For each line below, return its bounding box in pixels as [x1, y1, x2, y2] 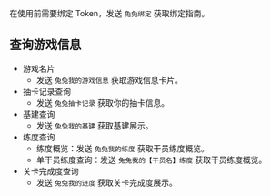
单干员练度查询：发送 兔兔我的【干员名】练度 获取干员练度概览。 [35, 154, 267, 165]
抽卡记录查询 [22, 86, 71, 97]
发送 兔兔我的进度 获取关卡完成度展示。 [35, 177, 177, 188]
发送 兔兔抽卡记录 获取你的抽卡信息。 [35, 97, 170, 108]
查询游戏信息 [9, 37, 82, 53]
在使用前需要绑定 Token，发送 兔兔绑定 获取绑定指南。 [9, 8, 210, 18]
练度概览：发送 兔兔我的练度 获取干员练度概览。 [35, 142, 209, 153]
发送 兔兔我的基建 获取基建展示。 [35, 119, 154, 130]
